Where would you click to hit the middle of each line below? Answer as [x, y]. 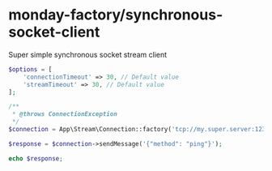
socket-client [54, 32]
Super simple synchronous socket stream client [88, 54]
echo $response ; [36, 158]
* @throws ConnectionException [64, 114]
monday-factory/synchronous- [116, 15]
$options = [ [30, 69]
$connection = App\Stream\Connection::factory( [90, 130]
